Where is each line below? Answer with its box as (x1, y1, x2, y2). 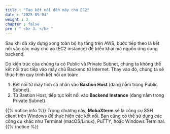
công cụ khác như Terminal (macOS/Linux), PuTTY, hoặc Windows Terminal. (5, 118, 165, 124)
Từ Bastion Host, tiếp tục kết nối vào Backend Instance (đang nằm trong (12, 92, 164, 98)
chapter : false (5, 21, 40, 27)
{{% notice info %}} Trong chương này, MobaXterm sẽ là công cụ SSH (5, 108, 153, 114)
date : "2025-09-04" (5, 12, 49, 17)
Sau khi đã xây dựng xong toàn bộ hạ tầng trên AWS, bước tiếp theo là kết (5, 40, 160, 46)
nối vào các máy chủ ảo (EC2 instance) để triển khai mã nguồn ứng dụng (5, 46, 158, 52)
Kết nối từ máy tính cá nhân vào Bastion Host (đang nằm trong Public (12, 82, 158, 88)
